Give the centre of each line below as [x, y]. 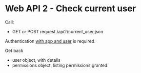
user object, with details [36, 60]
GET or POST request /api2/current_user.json [58, 31]
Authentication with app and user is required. [50, 41]
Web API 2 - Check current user [70, 9]
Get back [14, 50]
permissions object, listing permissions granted [60, 65]
